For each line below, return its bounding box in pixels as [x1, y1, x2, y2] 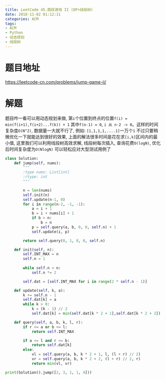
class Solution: [5, 156, 39, 161]
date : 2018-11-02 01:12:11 [5, 12, 61, 17]
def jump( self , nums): [14, 160, 61, 166]
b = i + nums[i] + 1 [31, 211, 74, 216]
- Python [5, 30, 23, 35]
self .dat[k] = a [23, 297, 56, 302]
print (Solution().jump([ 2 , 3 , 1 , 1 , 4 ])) [5, 370, 92, 375]
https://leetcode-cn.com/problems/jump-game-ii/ [5, 79, 107, 85]
